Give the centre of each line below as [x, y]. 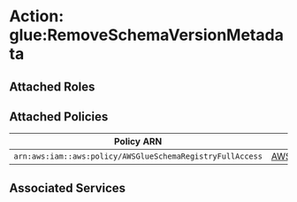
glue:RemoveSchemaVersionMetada [147, 35]
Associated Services [68, 188]
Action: [37, 16]
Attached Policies [59, 117]
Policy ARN [138, 142]
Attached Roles [52, 86]
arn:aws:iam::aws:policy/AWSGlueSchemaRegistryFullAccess [138, 156]
